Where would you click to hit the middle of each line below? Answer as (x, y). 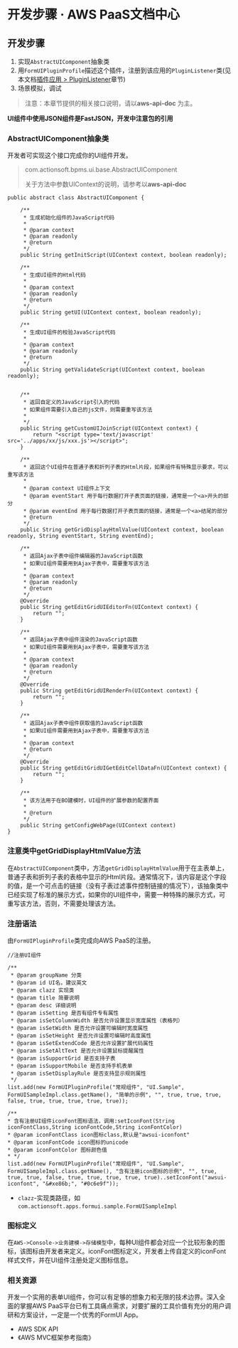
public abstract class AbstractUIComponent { (76, 198)
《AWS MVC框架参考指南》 (56, 1337)
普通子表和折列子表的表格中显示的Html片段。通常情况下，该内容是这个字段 (117, 876)
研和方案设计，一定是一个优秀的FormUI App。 (75, 1315)
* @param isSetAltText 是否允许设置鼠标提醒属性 (77, 1051)
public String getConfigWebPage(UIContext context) (98, 826)
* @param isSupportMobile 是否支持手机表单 (71, 1066)
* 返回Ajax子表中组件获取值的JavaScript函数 (83, 723)
